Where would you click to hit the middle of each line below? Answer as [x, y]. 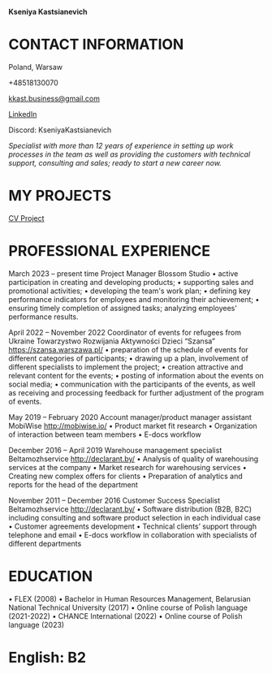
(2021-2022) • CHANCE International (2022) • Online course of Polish [125, 616]
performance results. [43, 317]
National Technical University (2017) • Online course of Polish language [128, 607]
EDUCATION [51, 577]
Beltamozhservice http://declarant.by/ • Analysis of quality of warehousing [134, 459]
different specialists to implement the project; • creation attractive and [126, 367]
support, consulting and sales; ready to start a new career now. [115, 162]
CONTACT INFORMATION [96, 45]
